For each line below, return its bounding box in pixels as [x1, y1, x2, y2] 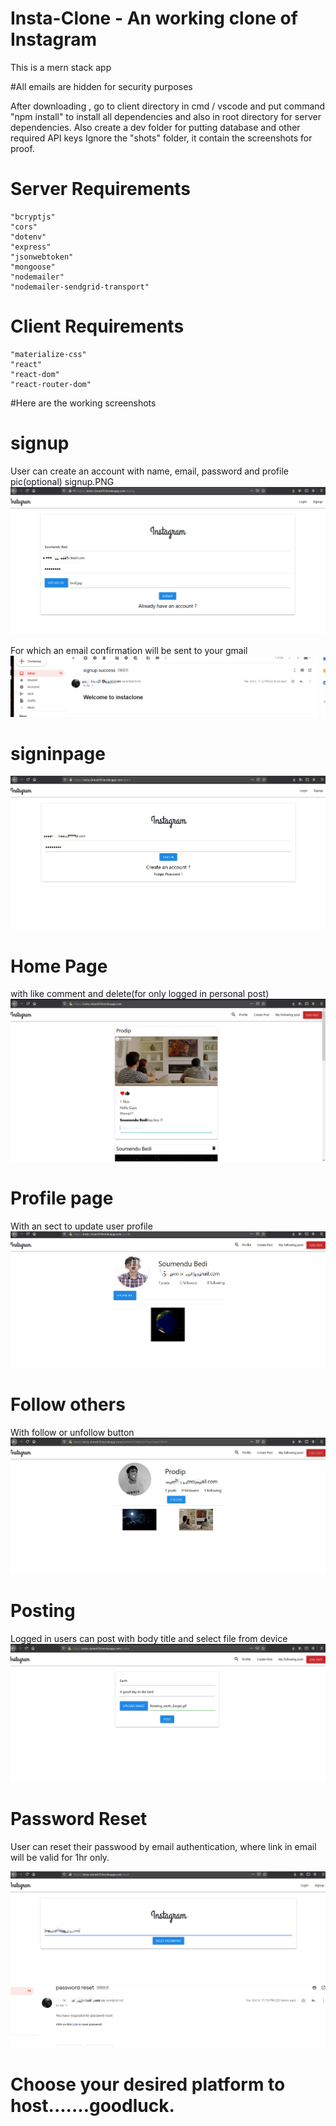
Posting [10, 1599, 76, 1622]
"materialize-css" [10, 349, 87, 359]
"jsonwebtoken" [10, 252, 74, 262]
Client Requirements [10, 315, 185, 338]
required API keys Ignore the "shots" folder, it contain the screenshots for [10, 132, 313, 144]
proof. [10, 142, 35, 154]
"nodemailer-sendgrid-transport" [10, 282, 150, 292]
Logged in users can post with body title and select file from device [10, 1632, 288, 1644]
